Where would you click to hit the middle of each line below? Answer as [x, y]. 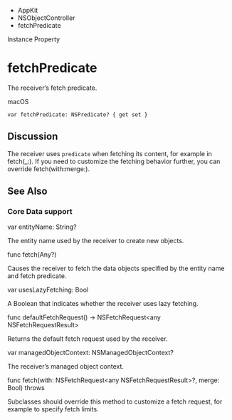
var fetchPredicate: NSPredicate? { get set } [78, 114]
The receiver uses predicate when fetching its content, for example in [110, 153]
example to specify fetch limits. [53, 409]
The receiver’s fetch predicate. [52, 88]
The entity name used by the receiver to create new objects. [96, 241]
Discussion [33, 137]
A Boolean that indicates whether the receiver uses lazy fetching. [103, 304]
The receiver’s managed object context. [66, 367]
